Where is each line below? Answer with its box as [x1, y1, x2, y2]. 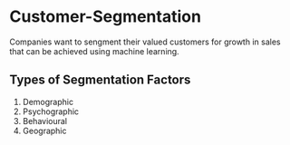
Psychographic [22, 106, 80, 117]
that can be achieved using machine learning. [9, 45, 179, 56]
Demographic [22, 96, 74, 107]
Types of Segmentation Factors [9, 72, 191, 88]
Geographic [22, 125, 67, 136]
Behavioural [22, 115, 68, 126]
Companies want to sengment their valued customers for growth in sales [9, 36, 281, 47]
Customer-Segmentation [9, 6, 202, 27]
